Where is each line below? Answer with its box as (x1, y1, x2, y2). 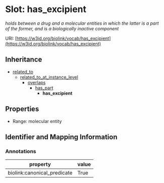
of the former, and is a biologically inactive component (5, 25, 119, 31)
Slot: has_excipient (5, 4, 87, 15)
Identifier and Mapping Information (5, 133, 118, 141)
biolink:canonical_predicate (8, 169, 73, 176)
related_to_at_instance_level (20, 74, 78, 80)
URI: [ (5, 35, 17, 41)
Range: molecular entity (12, 118, 62, 124)
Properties (5, 105, 39, 113)
